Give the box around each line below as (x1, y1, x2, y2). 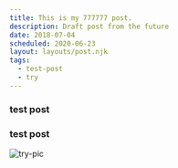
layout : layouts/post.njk (9, 47, 108, 57)
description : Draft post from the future (9, 22, 170, 31)
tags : (9, 56, 30, 65)
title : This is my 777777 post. (9, 13, 132, 23)
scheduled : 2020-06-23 (9, 38, 96, 48)
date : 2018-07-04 (9, 30, 76, 39)
